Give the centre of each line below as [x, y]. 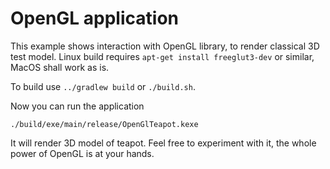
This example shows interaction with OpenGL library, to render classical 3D [165, 46]
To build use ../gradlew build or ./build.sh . [103, 86]
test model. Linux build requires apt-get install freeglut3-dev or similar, [162, 56]
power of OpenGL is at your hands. [82, 153]
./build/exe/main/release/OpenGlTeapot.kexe [104, 124]
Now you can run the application [77, 106]
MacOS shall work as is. [60, 67]
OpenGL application [94, 18]
